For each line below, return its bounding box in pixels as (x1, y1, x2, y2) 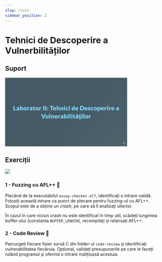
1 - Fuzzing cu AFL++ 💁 (5, 181, 60, 188)
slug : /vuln (5, 8, 29, 13)
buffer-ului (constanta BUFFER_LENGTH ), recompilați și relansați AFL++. (5, 218, 143, 223)
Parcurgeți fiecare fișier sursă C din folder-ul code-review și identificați (5, 241, 147, 246)
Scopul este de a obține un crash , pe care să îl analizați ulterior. (5, 203, 133, 209)
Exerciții (5, 156, 31, 164)
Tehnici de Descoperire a (5, 35, 108, 46)
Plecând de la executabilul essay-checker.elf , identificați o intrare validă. (5, 193, 152, 199)
